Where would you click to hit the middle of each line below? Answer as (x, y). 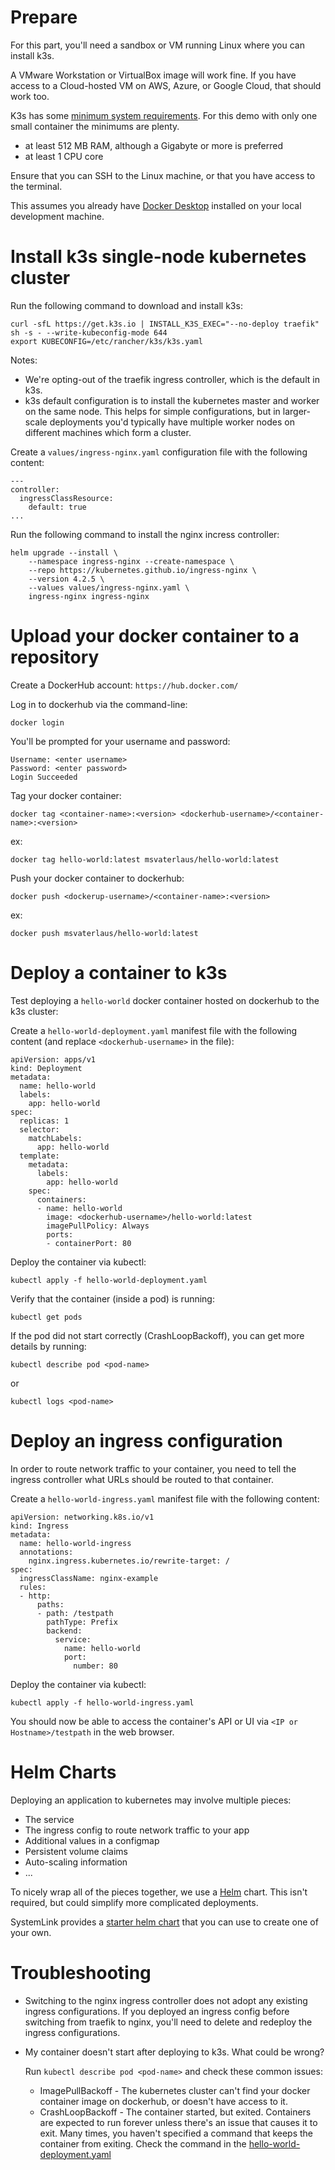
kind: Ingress (40, 1526)
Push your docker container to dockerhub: (97, 878)
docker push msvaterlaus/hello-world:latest (104, 933)
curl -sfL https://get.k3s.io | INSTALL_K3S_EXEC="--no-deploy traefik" (165, 324)
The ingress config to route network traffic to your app (137, 1830)
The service (49, 1819)
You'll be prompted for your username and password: (120, 741)
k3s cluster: (34, 1011)
